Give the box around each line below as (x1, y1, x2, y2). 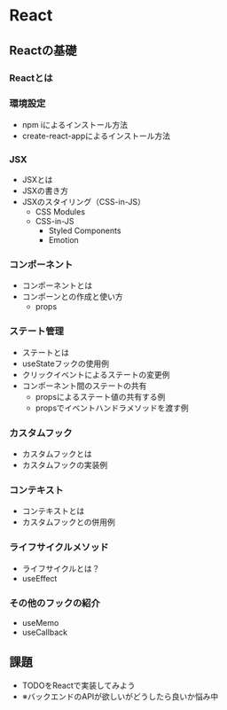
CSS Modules (35, 207, 86, 217)
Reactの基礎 (9, 43, 77, 58)
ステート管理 (9, 325, 65, 338)
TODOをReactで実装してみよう (21, 680, 136, 690)
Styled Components (48, 225, 121, 236)
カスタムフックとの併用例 (21, 517, 115, 527)
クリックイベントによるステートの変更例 (21, 369, 170, 379)
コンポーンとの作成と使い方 (21, 292, 123, 302)
